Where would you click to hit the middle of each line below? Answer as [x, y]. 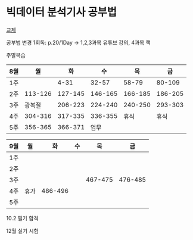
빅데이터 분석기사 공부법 [62, 12]
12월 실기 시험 [22, 230]
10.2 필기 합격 [22, 218]
